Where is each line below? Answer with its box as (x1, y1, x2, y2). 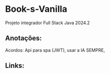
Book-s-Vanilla (5, 3, 68, 15)
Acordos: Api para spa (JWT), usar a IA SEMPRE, (5, 47, 105, 53)
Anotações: (5, 34, 42, 42)
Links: (5, 62, 25, 70)
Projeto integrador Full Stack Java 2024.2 (5, 20, 90, 26)
